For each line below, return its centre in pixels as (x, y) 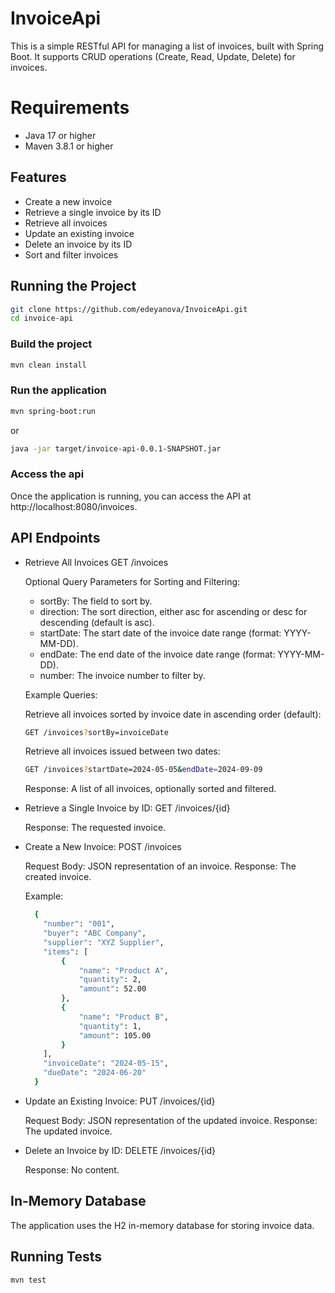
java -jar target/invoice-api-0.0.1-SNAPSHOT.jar (116, 448)
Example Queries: (61, 694)
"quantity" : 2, (110, 980)
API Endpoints (55, 538)
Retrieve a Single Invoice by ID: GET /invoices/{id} (127, 808)
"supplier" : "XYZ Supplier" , (104, 942)
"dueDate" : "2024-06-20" (95, 1073)
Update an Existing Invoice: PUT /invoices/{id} (120, 1101)
